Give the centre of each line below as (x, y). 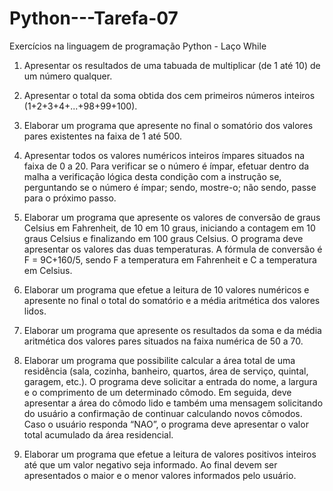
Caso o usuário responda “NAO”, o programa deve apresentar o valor (166, 424)
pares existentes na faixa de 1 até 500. (103, 136)
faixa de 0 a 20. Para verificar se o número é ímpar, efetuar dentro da (166, 166)
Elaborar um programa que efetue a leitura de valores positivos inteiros (170, 454)
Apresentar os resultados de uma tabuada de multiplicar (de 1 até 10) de (172, 65)
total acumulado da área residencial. (98, 434)
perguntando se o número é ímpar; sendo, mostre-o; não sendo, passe (170, 187)
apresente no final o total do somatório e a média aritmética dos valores (172, 300)
